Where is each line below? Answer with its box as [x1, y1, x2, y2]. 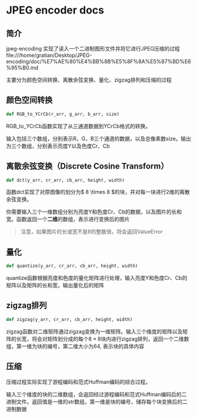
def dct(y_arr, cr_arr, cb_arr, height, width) [6, 177, 125, 183]
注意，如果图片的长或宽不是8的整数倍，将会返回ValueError [20, 228, 163, 235]
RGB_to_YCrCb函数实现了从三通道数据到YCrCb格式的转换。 [6, 122, 151, 129]
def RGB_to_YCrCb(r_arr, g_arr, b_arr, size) [6, 111, 119, 117]
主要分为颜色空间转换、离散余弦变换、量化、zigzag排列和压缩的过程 [6, 76, 172, 83]
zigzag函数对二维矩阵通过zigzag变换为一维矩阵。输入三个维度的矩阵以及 [6, 327, 183, 335]
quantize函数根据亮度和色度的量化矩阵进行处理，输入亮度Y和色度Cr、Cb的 [6, 275, 188, 282]
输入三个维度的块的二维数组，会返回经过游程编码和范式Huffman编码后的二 [6, 390, 187, 397]
